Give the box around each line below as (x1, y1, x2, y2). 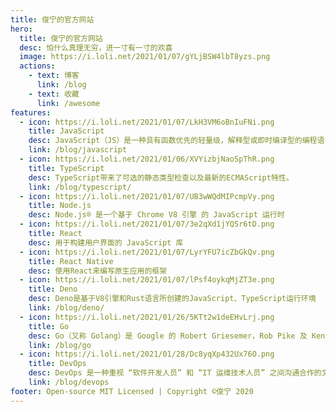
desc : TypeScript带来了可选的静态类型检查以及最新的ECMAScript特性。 (28, 172, 294, 183)
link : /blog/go (28, 340, 92, 350)
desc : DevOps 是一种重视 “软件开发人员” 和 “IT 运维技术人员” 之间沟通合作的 (28, 368, 322, 378)
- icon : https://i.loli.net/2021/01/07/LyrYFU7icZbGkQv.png (19, 247, 275, 257)
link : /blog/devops (28, 377, 110, 387)
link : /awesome (36, 98, 101, 108)
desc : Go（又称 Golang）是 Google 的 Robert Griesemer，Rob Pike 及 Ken (28, 331, 326, 341)
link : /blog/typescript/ (28, 182, 132, 192)
